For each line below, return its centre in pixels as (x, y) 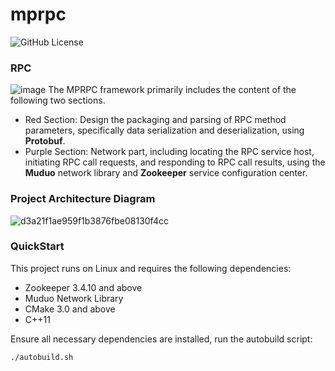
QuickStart (37, 246)
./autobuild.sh (42, 357)
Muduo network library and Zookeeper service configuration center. (166, 173)
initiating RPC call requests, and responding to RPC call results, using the (175, 162)
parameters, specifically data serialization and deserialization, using (164, 130)
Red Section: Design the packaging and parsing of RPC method (155, 120)
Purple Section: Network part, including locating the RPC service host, (169, 152)
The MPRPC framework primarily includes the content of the (172, 90)
